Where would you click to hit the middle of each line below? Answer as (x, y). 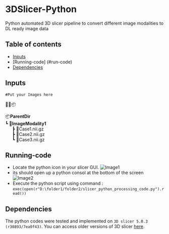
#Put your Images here (29, 95)
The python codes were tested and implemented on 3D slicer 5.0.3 (76, 221)
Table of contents (33, 45)
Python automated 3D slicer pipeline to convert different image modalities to (84, 23)
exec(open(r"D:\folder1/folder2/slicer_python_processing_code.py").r (88, 189)
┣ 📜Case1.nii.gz (28, 129)
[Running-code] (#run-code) (42, 62)
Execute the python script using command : (58, 183)
